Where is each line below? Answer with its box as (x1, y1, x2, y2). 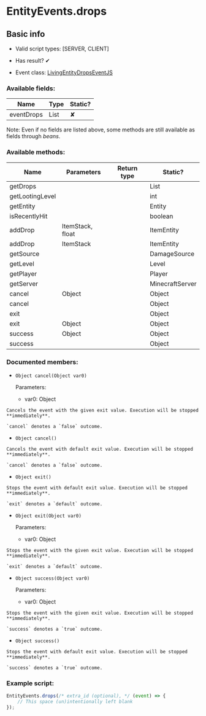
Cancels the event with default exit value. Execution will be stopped (6, 446, 193, 452)
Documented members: (6, 357, 78, 366)
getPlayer (9, 269, 37, 278)
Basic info (6, 29, 45, 39)
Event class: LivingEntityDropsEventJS (15, 69, 113, 76)
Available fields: (6, 84, 56, 93)
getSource (9, 249, 40, 258)
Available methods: (6, 148, 66, 157)
